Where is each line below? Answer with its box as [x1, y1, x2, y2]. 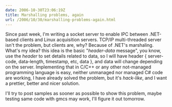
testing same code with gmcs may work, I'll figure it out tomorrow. [5, 96, 145, 102]
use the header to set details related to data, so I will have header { [5, 53, 147, 59]
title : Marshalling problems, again [5, 12, 84, 17]
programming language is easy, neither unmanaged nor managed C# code [5, 69, 163, 76]
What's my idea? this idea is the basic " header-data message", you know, [5, 47, 161, 54]
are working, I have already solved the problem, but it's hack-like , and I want [5, 75, 167, 81]
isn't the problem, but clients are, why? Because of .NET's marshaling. [5, 42, 154, 48]
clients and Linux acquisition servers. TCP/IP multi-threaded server [20, 37, 162, 43]
